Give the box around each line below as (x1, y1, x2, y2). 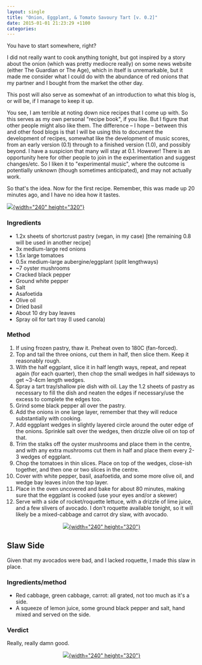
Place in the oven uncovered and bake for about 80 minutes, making (15, 485, 185, 492)
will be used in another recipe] (15, 239, 91, 246)
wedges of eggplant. (20, 453, 72, 460)
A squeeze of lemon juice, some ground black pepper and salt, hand (15, 604, 185, 611)
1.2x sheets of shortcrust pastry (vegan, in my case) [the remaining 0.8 (15, 233, 191, 240)
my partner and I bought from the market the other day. (7, 80, 144, 87)
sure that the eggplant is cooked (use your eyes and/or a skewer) (15, 492, 178, 499)
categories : (7, 25, 37, 32)
